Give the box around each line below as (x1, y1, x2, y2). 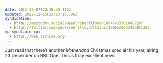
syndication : (5, 16, 32, 21)
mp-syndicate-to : (5, 30, 41, 34)
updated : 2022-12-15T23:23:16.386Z (5, 12, 78, 16)
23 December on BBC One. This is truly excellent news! (5, 52, 117, 58)
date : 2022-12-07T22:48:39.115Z (5, 7, 71, 12)
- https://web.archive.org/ (9, 34, 67, 39)
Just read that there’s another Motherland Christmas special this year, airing (5, 47, 158, 53)
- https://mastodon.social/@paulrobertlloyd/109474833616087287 (9, 20, 143, 26)
